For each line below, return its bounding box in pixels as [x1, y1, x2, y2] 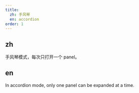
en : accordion [10, 17, 39, 22]
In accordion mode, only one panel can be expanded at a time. [5, 82, 134, 88]
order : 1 [5, 21, 24, 27]
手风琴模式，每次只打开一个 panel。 [5, 54, 80, 60]
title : [5, 7, 19, 13]
